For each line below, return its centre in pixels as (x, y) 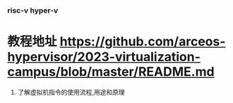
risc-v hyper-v (33, 11)
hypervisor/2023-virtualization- (104, 57)
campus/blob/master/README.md (111, 72)
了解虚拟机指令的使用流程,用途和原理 (71, 92)
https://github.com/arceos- (143, 42)
